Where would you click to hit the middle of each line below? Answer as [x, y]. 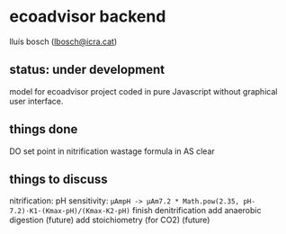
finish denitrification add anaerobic [197, 211]
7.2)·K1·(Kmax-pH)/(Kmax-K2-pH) [70, 211]
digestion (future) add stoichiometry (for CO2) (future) [110, 220]
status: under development [87, 70]
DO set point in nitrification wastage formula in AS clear [112, 151]
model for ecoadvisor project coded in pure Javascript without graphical [143, 91]
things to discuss [58, 179]
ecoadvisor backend [88, 17]
